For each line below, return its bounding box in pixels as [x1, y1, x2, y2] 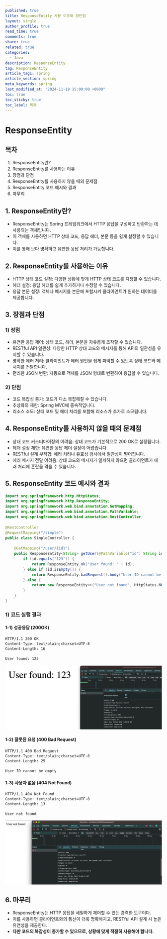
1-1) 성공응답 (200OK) [5, 625, 50, 630]
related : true [5, 45, 35, 50]
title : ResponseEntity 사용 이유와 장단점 [5, 13, 86, 18]
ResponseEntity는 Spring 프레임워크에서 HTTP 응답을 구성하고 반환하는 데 [12, 221, 159, 227]
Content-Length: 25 [5, 759, 46, 764]
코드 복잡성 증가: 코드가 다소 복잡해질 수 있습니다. [12, 396, 108, 402]
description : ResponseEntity [5, 60, 66, 66]
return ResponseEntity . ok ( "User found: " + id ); [31, 561, 135, 567]
